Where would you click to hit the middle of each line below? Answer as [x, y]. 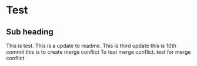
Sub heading [30, 32]
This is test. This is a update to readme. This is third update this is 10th [91, 46]
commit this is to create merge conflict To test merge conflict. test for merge [98, 52]
